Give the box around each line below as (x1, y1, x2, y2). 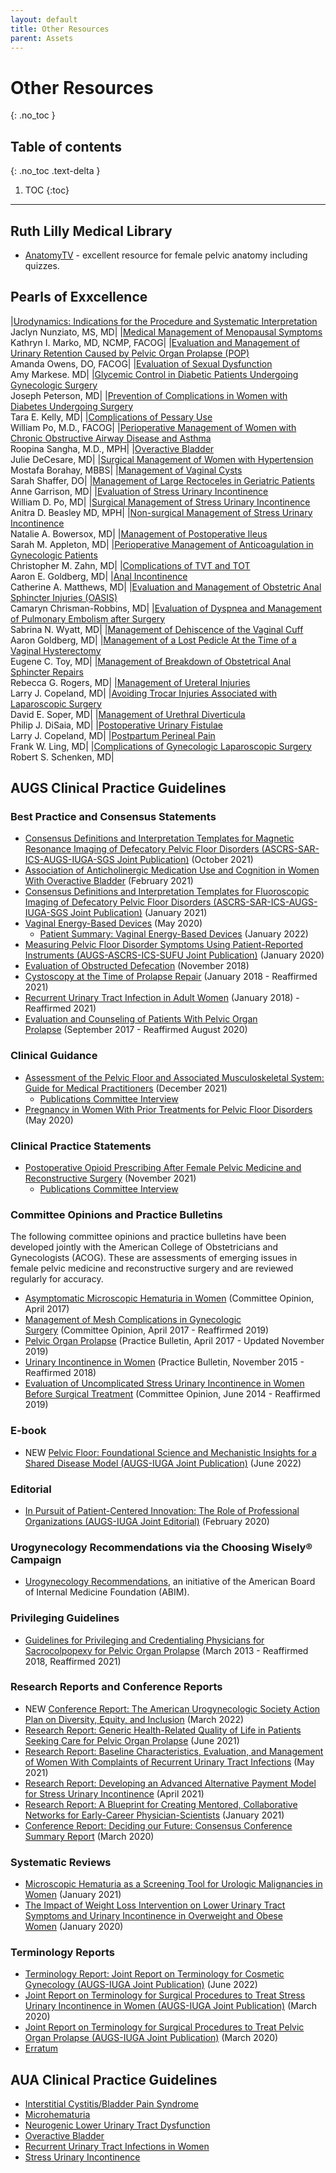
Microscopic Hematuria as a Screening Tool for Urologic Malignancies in (24, 1878, 323, 1890)
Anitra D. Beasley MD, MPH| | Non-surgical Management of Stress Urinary (10, 506, 313, 518)
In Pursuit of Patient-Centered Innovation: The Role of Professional (24, 1504, 300, 1516)
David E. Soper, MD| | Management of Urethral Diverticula (10, 708, 246, 720)
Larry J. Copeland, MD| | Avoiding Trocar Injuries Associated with (10, 687, 278, 699)
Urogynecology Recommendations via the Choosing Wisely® (10, 1540, 313, 1554)
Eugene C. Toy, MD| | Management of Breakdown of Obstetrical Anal (10, 655, 292, 667)
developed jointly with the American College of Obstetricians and (10, 1241, 279, 1253)
